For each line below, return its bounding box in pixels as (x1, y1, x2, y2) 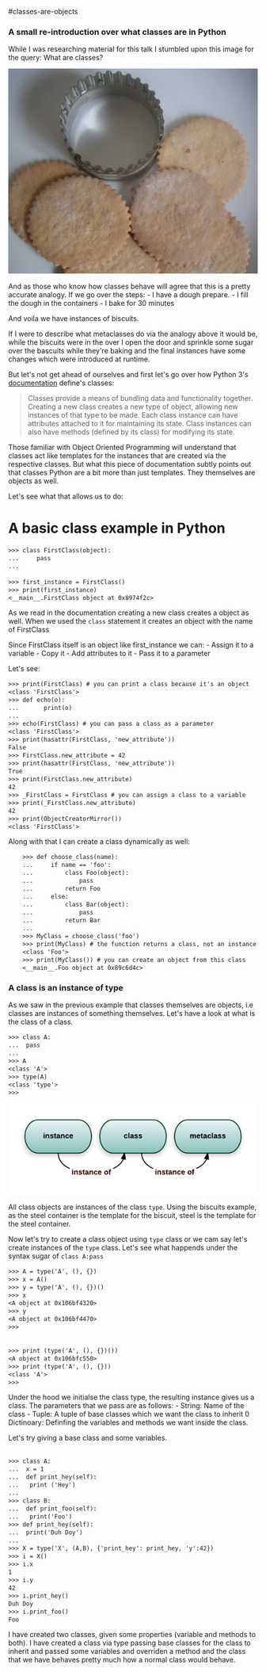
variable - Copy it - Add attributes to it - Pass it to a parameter (8, 649, 211, 658)
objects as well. (8, 476, 59, 486)
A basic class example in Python (8, 519, 226, 537)
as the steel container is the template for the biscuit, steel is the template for (8, 1211, 256, 1220)
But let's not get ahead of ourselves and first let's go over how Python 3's (8, 370, 249, 380)
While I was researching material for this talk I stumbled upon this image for (8, 44, 255, 54)
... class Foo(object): (22, 869, 129, 877)
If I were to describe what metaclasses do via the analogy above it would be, (8, 329, 258, 339)
